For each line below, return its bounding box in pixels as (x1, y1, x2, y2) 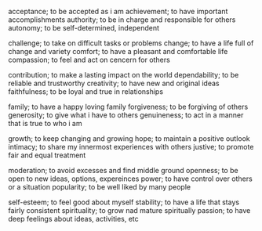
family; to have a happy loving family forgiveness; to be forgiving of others (8, 102, 249, 111)
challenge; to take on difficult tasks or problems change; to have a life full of (8, 38, 254, 48)
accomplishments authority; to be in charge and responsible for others (8, 15, 236, 24)
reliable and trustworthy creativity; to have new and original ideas (8, 78, 220, 88)
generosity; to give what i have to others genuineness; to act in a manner (8, 110, 244, 120)
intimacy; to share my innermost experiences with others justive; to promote (8, 143, 254, 151)
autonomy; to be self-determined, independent (8, 23, 159, 32)
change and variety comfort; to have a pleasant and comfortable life (8, 47, 228, 56)
